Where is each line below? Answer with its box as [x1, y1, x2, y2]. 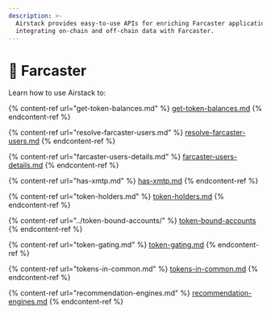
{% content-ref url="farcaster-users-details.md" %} [8, 152, 181, 162]
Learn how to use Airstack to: [8, 88, 106, 97]
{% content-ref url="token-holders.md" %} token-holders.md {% [8, 192, 224, 201]
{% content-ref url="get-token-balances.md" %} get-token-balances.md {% [8, 104, 262, 114]
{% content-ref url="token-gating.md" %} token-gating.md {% [8, 240, 216, 250]
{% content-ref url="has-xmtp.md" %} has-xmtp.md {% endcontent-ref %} [8, 176, 259, 186]
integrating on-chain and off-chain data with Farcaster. [15, 27, 215, 35]
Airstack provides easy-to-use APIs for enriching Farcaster [15, 19, 226, 27]
